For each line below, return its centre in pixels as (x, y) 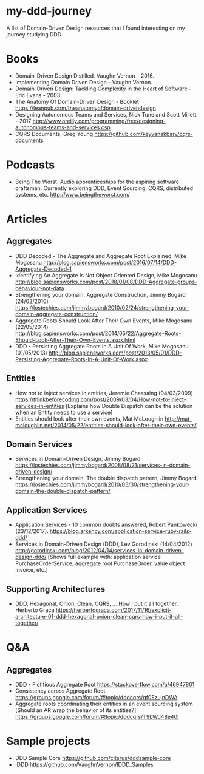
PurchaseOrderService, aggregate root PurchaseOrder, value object (100, 563)
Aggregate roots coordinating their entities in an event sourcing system (104, 704)
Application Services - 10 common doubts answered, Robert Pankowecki (106, 525)
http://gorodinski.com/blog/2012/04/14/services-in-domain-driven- (99, 551)
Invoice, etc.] (31, 570)
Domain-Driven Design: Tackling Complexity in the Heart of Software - (103, 89)
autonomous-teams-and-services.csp (63, 127)
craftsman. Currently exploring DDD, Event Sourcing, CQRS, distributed (104, 188)
